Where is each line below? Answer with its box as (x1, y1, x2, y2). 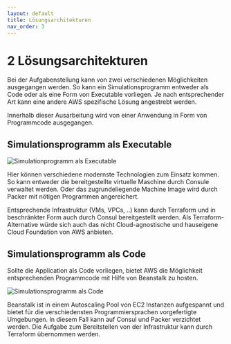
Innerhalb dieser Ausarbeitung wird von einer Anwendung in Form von (7, 111, 207, 120)
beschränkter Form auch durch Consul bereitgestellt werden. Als (7, 213, 192, 221)
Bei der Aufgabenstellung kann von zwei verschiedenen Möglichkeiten (7, 75, 208, 84)
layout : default (7, 10, 54, 17)
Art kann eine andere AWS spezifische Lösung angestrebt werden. (7, 98, 197, 106)
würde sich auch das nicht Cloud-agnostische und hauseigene (39, 221, 219, 229)
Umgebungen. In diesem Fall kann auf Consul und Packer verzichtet (7, 315, 201, 323)
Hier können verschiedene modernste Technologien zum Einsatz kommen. (7, 170, 220, 179)
